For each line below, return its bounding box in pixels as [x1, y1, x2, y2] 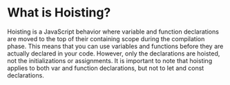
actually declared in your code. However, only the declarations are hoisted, [7, 49, 220, 58]
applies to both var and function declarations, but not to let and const [7, 64, 204, 72]
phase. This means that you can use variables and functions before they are [7, 42, 224, 50]
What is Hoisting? [7, 5, 111, 21]
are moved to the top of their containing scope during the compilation [7, 34, 205, 42]
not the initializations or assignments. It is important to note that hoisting [7, 56, 213, 64]
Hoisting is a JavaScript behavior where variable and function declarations [7, 27, 220, 36]
